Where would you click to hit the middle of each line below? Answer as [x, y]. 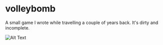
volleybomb [30, 9]
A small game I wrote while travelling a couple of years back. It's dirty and [82, 22]
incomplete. [18, 27]
